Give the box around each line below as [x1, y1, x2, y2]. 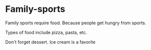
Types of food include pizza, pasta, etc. [5, 29, 88, 35]
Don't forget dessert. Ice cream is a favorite [5, 39, 96, 45]
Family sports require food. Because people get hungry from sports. [5, 20, 146, 26]
